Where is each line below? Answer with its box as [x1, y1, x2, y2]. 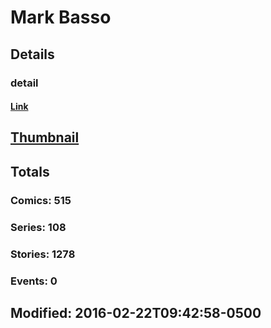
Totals [10, 163, 50, 180]
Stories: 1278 [10, 247, 76, 261]
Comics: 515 [10, 193, 72, 207]
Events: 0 [10, 274, 58, 288]
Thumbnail [10, 129, 80, 146]
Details [10, 46, 55, 63]
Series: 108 [10, 220, 67, 234]
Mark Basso [10, 6, 112, 29]
